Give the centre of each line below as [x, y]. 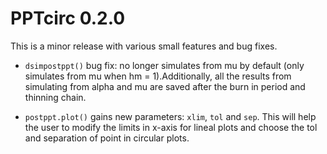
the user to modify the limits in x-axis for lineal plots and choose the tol [171, 127]
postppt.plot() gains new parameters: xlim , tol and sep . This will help [170, 116]
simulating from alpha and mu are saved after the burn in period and [165, 86]
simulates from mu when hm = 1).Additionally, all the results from [158, 76]
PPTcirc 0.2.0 [68, 18]
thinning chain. [55, 97]
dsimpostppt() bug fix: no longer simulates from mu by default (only [164, 65]
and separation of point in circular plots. [107, 138]
